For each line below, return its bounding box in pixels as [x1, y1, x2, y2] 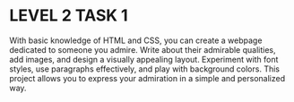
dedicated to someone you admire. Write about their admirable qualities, [9, 44, 276, 55]
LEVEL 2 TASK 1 [9, 5, 128, 26]
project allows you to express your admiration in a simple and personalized [9, 72, 285, 83]
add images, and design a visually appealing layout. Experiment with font [9, 54, 279, 64]
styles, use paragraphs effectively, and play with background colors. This [9, 64, 281, 74]
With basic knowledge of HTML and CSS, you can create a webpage [9, 35, 263, 46]
